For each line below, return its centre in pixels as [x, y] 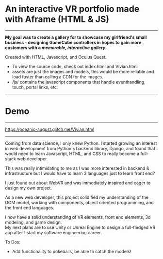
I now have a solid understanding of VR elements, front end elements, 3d [78, 217]
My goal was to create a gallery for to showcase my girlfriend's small [76, 37]
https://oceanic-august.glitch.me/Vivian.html [50, 129]
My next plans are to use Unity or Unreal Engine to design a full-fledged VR [80, 227]
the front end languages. [30, 207]
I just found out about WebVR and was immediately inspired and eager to [78, 183]
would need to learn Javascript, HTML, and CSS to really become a [72, 154]
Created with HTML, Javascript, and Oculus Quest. [56, 57]
